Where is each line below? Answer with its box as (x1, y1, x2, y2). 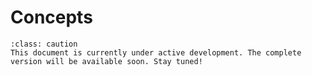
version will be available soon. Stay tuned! (10, 56, 203, 66)
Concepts (10, 6, 93, 29)
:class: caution (10, 39, 78, 49)
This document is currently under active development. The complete (10, 47, 302, 58)
